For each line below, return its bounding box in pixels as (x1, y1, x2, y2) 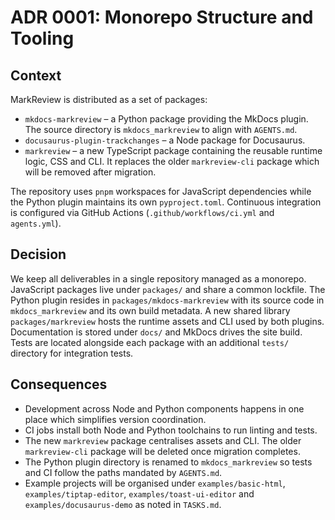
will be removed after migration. (24, 166, 157, 178)
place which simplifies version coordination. (24, 413, 207, 425)
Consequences (10, 376, 108, 393)
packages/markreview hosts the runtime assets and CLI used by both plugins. (10, 315, 325, 327)
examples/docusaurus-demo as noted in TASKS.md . (24, 498, 222, 510)
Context (10, 67, 62, 84)
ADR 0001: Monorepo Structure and (10, 6, 314, 29)
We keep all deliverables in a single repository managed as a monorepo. (10, 272, 307, 285)
